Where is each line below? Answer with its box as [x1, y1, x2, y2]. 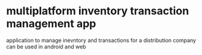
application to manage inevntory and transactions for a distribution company [6, 36, 197, 44]
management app [6, 17, 96, 30]
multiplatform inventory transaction [6, 4, 189, 18]
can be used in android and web [6, 43, 86, 50]
